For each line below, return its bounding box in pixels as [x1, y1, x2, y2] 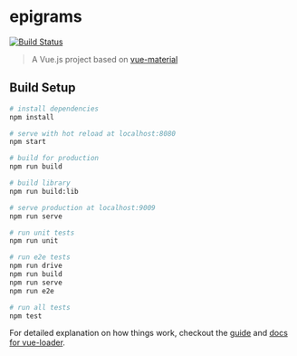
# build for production [9, 154, 100, 163]
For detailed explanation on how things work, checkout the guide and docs [9, 328, 288, 339]
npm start [9, 138, 47, 147]
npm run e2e [9, 286, 54, 295]
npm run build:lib [9, 187, 79, 196]
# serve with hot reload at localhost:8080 [9, 129, 177, 138]
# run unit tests [9, 228, 75, 237]
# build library [9, 178, 71, 188]
